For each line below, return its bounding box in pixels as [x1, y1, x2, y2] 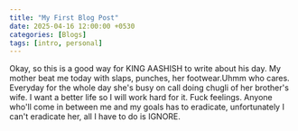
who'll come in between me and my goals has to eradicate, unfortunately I [9, 101, 284, 113]
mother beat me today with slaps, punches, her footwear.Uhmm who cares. [9, 73, 291, 84]
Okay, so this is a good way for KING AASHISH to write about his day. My [9, 63, 282, 74]
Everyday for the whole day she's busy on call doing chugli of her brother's [9, 82, 289, 93]
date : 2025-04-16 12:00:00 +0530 [9, 22, 135, 31]
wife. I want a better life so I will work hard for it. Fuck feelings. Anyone [9, 92, 273, 103]
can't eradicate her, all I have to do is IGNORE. [9, 111, 181, 122]
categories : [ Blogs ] [9, 30, 88, 39]
